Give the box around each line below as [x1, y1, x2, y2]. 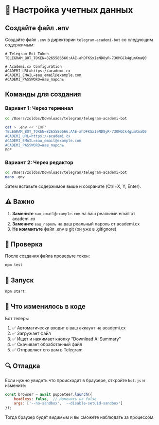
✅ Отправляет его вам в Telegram [12, 346, 83, 353]
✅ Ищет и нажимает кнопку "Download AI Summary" [12, 336, 121, 342]
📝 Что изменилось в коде [5, 303, 86, 311]
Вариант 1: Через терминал [5, 105, 73, 112]
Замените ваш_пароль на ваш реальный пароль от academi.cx [12, 221, 140, 226]
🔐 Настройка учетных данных [5, 4, 133, 16]
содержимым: [5, 42, 35, 48]
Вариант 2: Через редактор [5, 159, 74, 165]
